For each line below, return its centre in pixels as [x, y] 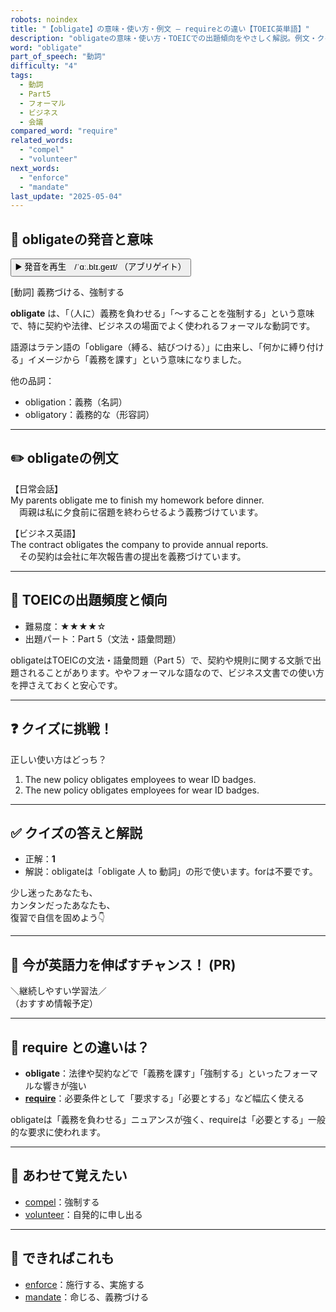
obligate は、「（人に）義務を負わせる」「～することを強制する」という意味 [162, 313]
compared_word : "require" [64, 131]
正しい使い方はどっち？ [58, 759]
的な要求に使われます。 [58, 1132]
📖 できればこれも [62, 1258]
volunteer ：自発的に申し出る [83, 1214]
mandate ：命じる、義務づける [87, 1297]
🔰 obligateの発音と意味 [81, 239]
